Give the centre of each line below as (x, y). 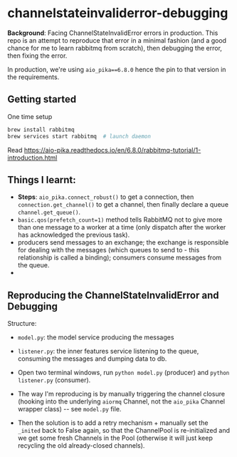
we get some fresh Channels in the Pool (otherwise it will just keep (115, 438)
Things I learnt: (42, 180)
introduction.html (32, 158)
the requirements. (33, 77)
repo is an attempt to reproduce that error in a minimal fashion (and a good (117, 40)
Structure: (22, 324)
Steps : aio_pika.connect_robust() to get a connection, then (106, 197)
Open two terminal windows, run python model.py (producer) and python (123, 373)
